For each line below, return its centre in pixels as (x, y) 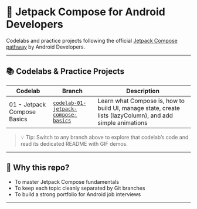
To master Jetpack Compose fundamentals (67, 181)
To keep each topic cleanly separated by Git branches (80, 188)
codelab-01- (69, 103)
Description (143, 91)
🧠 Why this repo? (38, 168)
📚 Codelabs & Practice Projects (65, 72)
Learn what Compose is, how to (141, 101)
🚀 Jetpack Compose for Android (86, 12)
